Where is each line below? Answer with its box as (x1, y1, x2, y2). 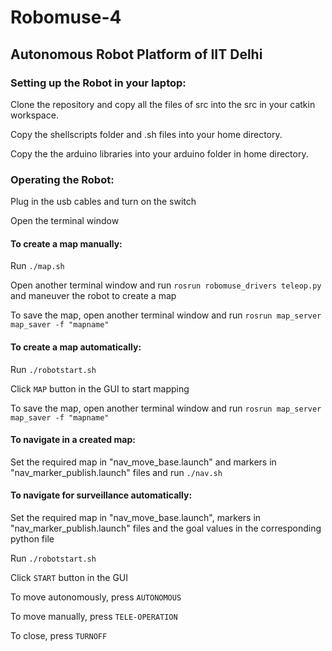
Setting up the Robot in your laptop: (10, 76, 187, 90)
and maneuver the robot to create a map (10, 290, 177, 302)
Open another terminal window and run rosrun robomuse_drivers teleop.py (10, 279, 322, 291)
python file (10, 532, 55, 545)
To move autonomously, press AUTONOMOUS (10, 591, 182, 603)
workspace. (10, 109, 59, 121)
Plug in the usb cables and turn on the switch (10, 196, 197, 208)
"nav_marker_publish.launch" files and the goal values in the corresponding (10, 522, 322, 534)
